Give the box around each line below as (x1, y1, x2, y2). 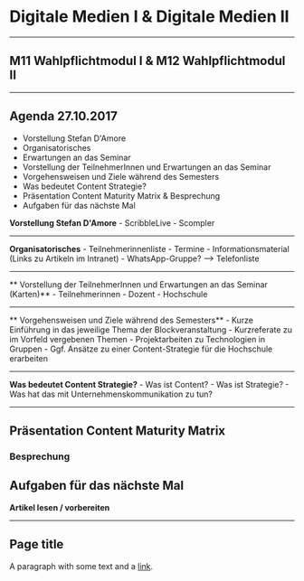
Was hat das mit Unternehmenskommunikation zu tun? (9, 389, 214, 399)
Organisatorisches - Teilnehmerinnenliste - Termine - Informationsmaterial (9, 243, 290, 254)
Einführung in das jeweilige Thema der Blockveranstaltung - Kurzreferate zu (9, 323, 292, 335)
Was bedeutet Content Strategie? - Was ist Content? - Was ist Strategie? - (9, 379, 290, 389)
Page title (9, 537, 64, 552)
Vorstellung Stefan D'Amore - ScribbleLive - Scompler (9, 217, 215, 228)
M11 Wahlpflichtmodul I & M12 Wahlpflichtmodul (9, 53, 286, 69)
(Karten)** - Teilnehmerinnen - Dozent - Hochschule (9, 288, 208, 299)
